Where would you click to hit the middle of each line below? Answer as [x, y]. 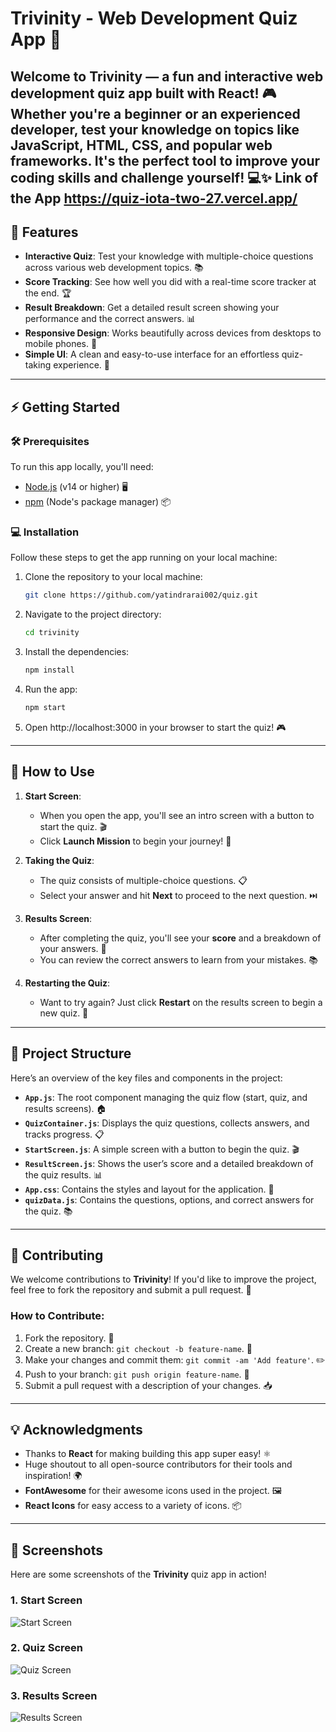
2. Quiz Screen [46, 1648]
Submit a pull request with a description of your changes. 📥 [148, 1385]
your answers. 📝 [73, 948]
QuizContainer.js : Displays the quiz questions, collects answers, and [167, 1123]
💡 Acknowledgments [76, 1430]
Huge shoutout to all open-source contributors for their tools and [158, 1464]
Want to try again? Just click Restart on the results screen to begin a [181, 1002]
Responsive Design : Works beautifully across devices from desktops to [173, 333]
